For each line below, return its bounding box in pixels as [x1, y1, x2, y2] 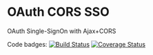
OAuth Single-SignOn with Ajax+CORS [7, 27, 116, 35]
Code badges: [7, 40, 48, 48]
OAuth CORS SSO [7, 4, 110, 20]
